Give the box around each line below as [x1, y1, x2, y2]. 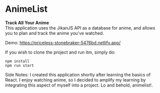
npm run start [5, 63, 34, 68]
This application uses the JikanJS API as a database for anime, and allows [5, 25, 156, 31]
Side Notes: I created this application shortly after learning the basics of [5, 71, 151, 77]
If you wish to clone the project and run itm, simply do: [5, 49, 116, 55]
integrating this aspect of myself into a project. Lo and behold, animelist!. [5, 82, 153, 88]
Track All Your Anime [5, 20, 49, 26]
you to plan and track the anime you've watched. [5, 30, 104, 36]
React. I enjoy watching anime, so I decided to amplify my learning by [5, 77, 146, 83]
